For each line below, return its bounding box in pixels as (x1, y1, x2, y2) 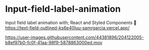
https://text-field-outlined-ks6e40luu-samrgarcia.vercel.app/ (5, 25, 130, 30)
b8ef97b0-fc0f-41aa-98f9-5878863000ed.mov (5, 39, 103, 45)
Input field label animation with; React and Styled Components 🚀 (5, 20, 137, 25)
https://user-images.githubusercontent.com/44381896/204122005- (5, 34, 144, 40)
